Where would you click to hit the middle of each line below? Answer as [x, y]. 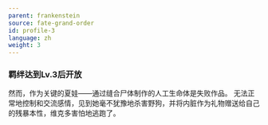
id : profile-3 [32, 30]
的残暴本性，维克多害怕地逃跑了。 [64, 113]
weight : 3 [25, 45]
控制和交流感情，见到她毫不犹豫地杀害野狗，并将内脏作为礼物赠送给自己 [141, 104]
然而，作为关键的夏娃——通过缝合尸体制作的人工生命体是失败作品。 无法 [128, 93]
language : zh [30, 38]
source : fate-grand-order [51, 23]
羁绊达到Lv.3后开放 [45, 75]
